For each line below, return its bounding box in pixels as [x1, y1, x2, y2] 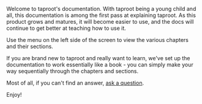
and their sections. [6, 43, 53, 50]
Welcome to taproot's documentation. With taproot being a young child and [6, 5, 196, 12]
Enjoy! [6, 91, 23, 98]
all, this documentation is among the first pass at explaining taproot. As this [6, 12, 196, 19]
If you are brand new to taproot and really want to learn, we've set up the [6, 55, 190, 61]
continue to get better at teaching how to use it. [6, 24, 127, 32]
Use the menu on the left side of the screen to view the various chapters [6, 36, 189, 43]
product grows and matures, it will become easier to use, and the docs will [6, 18, 194, 25]
